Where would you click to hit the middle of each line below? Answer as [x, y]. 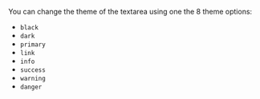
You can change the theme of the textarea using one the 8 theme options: [130, 12]
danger [31, 87]
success [32, 70]
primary [32, 45]
